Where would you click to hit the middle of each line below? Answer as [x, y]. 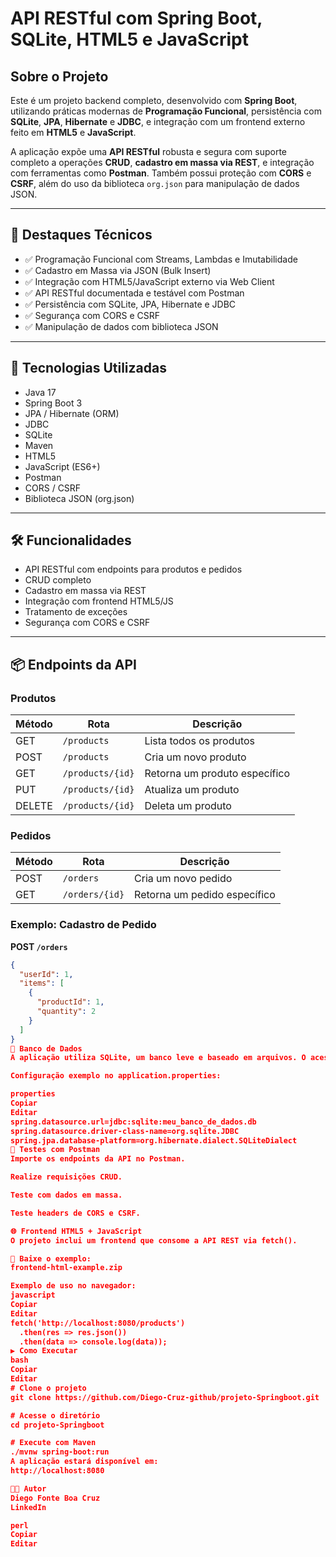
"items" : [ [42, 983]
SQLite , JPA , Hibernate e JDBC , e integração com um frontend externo [158, 121]
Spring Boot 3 [53, 403]
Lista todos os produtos [200, 741]
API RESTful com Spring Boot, [136, 18]
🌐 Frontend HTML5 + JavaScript [76, 1231]
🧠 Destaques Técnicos [81, 235]
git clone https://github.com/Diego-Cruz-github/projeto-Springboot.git [165, 1397]
